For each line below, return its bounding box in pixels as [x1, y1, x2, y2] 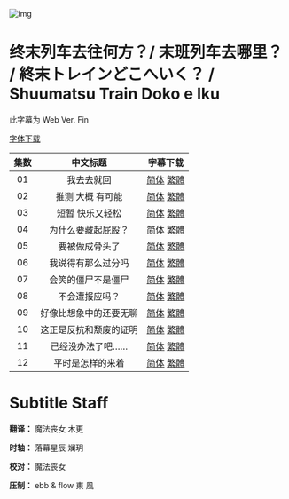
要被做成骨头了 [58, 240, 121, 252]
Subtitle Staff [9, 393, 109, 413]
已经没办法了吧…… [50, 340, 129, 352]
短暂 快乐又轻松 [56, 207, 122, 219]
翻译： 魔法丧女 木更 [9, 423, 84, 434]
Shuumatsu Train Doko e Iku [9, 84, 220, 104]
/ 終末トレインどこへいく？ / [9, 65, 215, 84]
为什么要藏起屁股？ [49, 223, 130, 235]
